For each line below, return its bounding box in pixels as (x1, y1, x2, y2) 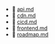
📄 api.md (11, 6, 34, 12)
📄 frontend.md (11, 24, 48, 32)
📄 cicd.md (11, 18, 37, 25)
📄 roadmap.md (11, 31, 49, 38)
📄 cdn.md (11, 12, 36, 19)
